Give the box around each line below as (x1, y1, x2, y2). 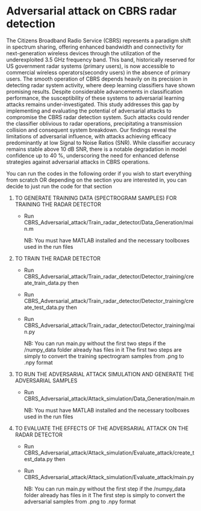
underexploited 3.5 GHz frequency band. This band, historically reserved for (6, 56, 196, 63)
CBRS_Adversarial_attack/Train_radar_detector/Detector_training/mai (23, 322, 195, 329)
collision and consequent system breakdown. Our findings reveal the (6, 126, 176, 133)
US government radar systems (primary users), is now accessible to (6, 62, 175, 70)
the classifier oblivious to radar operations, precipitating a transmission (6, 120, 182, 127)
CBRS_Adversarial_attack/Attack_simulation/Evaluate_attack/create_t (23, 449, 194, 456)
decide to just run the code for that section (6, 182, 113, 190)
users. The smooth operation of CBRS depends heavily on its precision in (6, 75, 188, 82)
